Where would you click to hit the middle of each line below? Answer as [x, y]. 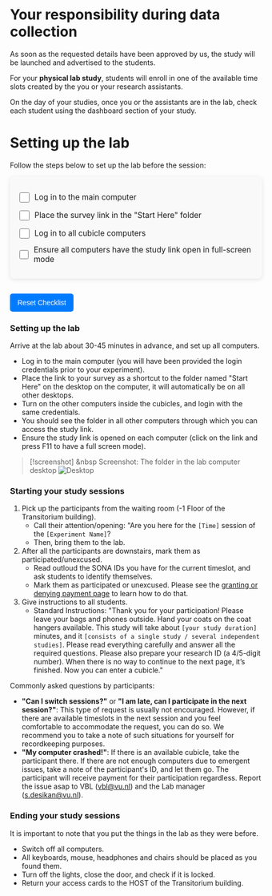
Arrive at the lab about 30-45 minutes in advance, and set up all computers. [135, 345]
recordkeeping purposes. [63, 744]
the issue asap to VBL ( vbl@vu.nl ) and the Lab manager [113, 786]
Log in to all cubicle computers [90, 234]
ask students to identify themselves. [93, 577]
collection [44, 32]
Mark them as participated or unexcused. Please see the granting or [146, 585]
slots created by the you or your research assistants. [96, 87]
